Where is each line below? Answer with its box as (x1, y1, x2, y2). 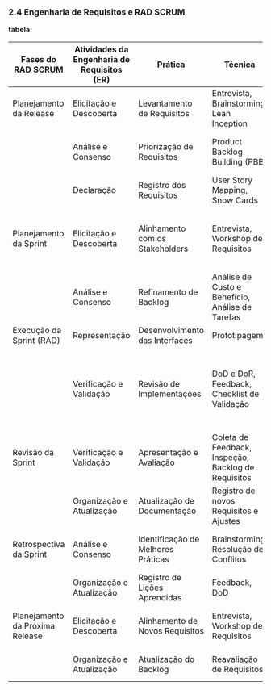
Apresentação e (138, 447, 199, 458)
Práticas (138, 554, 169, 565)
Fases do (20, 54, 56, 65)
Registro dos (138, 180, 186, 191)
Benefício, (211, 291, 251, 303)
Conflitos (211, 554, 247, 565)
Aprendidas (138, 592, 182, 604)
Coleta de (211, 432, 249, 443)
